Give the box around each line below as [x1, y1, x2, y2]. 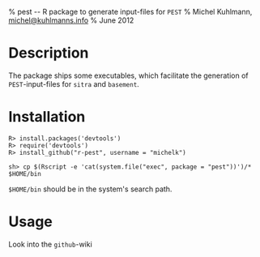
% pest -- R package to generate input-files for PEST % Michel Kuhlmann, [8, 7, 253, 16]
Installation [8, 108, 86, 126]
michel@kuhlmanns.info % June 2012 [8, 15, 134, 25]
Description [8, 44, 89, 62]
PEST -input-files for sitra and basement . [8, 79, 139, 88]
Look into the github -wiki [8, 239, 93, 249]
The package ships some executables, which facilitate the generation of [8, 71, 249, 80]
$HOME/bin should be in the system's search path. [8, 184, 173, 194]
